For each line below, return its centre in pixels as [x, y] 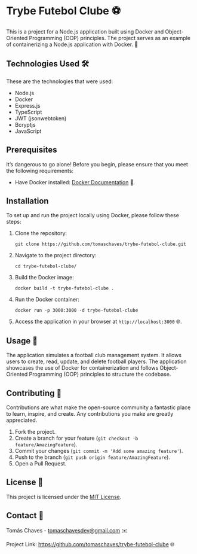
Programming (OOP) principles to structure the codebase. [100, 375]
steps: [14, 222]
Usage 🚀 [22, 341]
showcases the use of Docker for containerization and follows [82, 368]
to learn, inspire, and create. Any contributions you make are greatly [90, 414]
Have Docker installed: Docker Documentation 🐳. [75, 182]
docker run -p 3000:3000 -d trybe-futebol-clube [76, 311]
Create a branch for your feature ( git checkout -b [76, 438]
